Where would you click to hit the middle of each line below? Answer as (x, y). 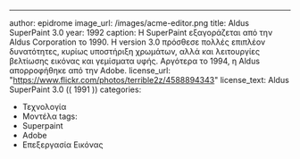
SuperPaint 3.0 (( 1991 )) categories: (75, 89)
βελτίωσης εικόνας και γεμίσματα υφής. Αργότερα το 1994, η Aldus (135, 61)
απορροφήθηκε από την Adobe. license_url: (90, 71)
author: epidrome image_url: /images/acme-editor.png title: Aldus (129, 23)
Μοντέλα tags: (50, 116)
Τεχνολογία (44, 107)
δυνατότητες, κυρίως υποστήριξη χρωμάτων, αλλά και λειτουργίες (135, 51)
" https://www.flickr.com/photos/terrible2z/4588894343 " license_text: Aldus (150, 80)
